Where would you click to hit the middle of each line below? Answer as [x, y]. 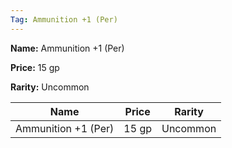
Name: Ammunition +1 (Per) [67, 48]
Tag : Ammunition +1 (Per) [64, 19]
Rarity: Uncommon [50, 87]
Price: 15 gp [35, 67]
